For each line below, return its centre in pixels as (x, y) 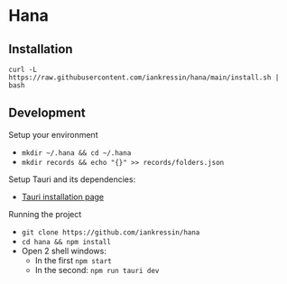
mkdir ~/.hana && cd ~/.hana (76, 153)
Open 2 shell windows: (64, 251)
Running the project (45, 214)
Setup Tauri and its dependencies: (72, 179)
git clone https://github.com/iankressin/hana (111, 232)
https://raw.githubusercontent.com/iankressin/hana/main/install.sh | (144, 78)
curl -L (23, 69)
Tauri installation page (63, 197)
